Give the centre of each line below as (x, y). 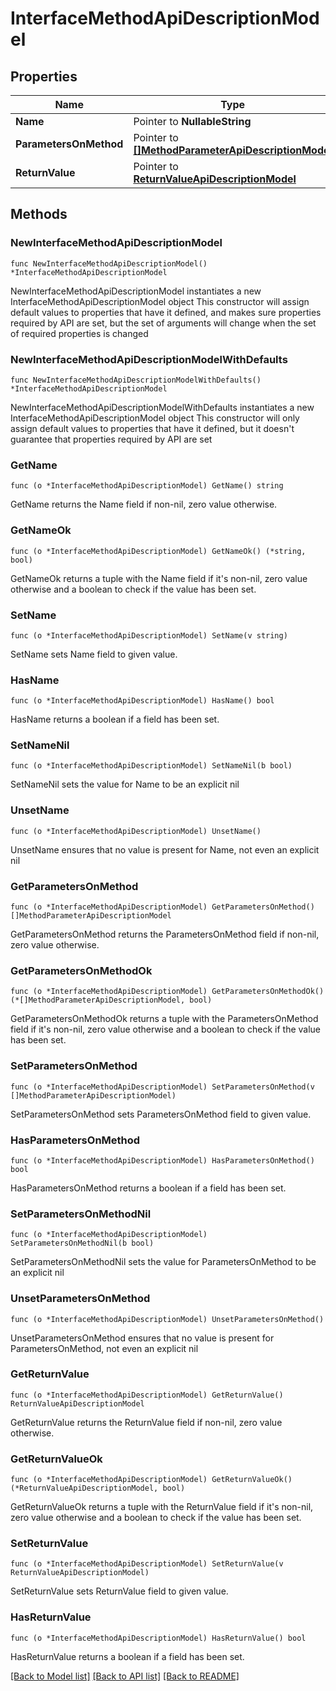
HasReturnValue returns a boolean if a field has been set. (127, 1656)
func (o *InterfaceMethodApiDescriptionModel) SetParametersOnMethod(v (162, 1087)
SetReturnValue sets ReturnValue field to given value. (119, 1591)
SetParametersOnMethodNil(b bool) (82, 1243)
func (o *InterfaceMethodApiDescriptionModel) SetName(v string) (149, 635)
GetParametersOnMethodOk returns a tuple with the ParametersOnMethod (164, 1019)
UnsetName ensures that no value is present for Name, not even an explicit (165, 849)
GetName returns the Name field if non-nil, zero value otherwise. (144, 504)
